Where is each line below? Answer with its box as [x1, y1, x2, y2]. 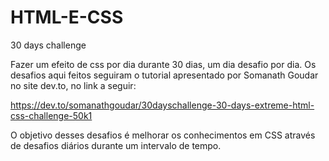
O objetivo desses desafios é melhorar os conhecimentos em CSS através [10, 129, 316, 141]
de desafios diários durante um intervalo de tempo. [10, 139, 222, 151]
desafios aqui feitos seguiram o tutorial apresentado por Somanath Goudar [10, 69, 319, 81]
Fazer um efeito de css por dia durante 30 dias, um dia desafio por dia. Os [10, 58, 317, 70]
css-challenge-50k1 [10, 109, 93, 121]
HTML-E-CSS [10, 6, 124, 29]
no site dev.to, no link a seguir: [10, 79, 137, 91]
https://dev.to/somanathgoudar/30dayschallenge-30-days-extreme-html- [10, 99, 315, 111]
